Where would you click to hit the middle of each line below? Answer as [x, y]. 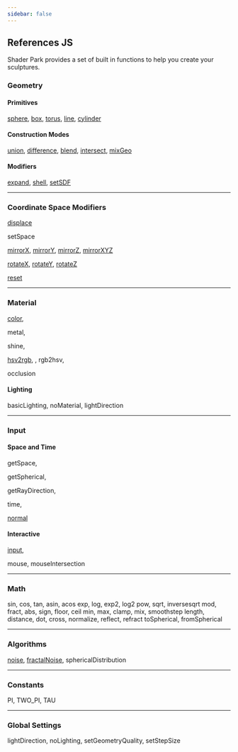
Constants [26, 685]
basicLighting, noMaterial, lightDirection [66, 405]
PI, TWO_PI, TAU [32, 700]
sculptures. [24, 67]
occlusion [22, 373]
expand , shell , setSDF [39, 182]
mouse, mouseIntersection [46, 564]
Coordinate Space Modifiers [57, 207]
